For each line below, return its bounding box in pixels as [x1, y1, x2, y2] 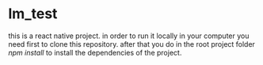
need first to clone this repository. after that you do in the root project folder [8, 39, 256, 48]
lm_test [8, 5, 58, 23]
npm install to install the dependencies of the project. [8, 48, 182, 57]
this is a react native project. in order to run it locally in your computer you [8, 31, 250, 40]
